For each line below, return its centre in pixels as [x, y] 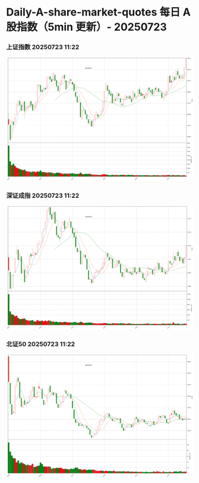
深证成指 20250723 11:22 [43, 195]
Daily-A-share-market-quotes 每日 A [99, 12]
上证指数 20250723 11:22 [43, 47]
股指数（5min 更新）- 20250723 [87, 27]
